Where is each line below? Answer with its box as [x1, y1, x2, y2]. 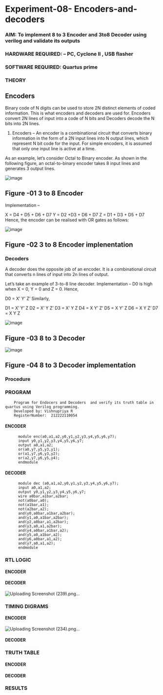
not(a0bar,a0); [18, 498, 49, 503]
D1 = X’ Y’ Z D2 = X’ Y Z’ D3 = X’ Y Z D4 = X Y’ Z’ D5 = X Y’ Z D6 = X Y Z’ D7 [5, 305, 159, 311]
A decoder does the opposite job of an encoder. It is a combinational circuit [5, 266, 157, 272]
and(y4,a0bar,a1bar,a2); [18, 528, 69, 533]
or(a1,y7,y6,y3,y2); [18, 451, 60, 456]
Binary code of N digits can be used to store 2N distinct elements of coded [5, 105, 156, 111]
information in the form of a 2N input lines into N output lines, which [12, 135, 149, 141]
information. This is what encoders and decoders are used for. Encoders [5, 110, 151, 116]
